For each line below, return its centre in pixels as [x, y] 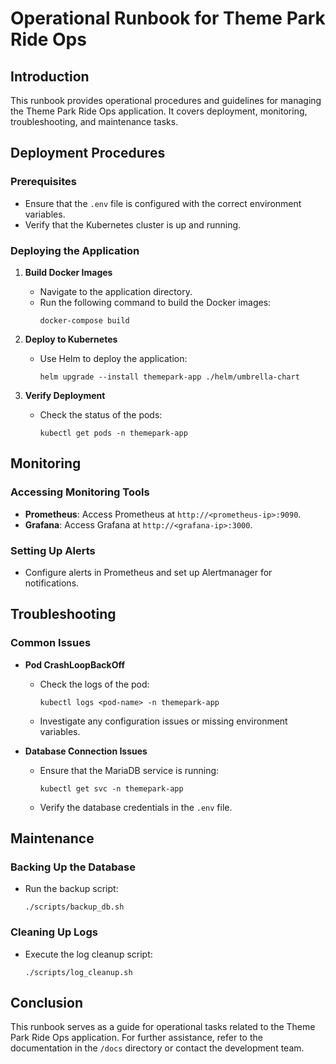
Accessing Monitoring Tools [80, 492]
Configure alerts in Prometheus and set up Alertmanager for [148, 572]
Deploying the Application [75, 250]
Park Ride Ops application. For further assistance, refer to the [136, 1038]
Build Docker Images [68, 272]
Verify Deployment [65, 395]
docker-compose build [84, 320]
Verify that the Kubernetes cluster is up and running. [133, 224]
